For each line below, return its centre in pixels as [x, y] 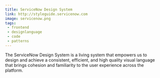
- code [14, 37]
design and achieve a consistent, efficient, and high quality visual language [80, 60]
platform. [14, 70]
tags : [10, 23]
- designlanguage [24, 32]
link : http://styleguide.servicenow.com [47, 14]
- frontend [18, 28]
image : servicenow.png [28, 18]
